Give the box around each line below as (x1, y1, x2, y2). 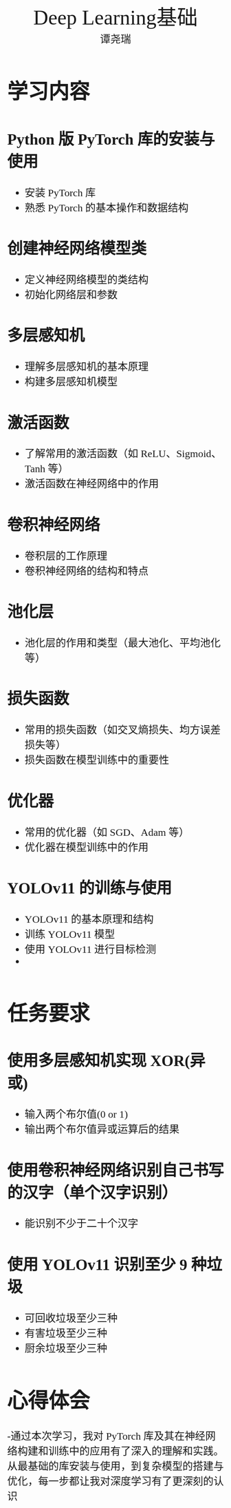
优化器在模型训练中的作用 (24, 841, 149, 853)
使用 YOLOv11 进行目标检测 (24, 943, 157, 955)
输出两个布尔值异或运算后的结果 (24, 1123, 180, 1135)
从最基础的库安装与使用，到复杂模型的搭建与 (7, 1460, 224, 1473)
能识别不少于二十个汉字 (24, 1217, 139, 1230)
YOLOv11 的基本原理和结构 (24, 913, 154, 925)
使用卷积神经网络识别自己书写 (7, 1161, 225, 1180)
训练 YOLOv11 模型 (24, 928, 115, 940)
